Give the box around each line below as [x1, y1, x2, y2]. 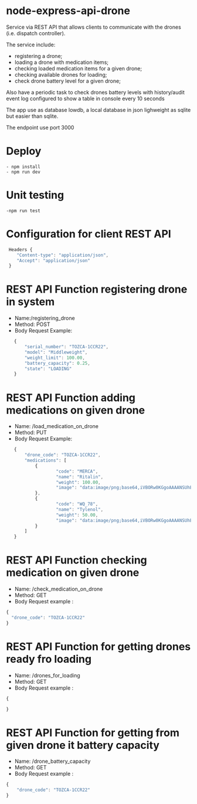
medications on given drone [6, 403, 145, 417]
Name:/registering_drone [14, 315, 75, 322]
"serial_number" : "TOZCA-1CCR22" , [24, 344, 109, 350]
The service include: [6, 41, 56, 48]
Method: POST [14, 321, 50, 328]
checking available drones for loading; [14, 71, 107, 78]
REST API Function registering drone [6, 283, 188, 296]
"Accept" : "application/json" [16, 257, 91, 263]
